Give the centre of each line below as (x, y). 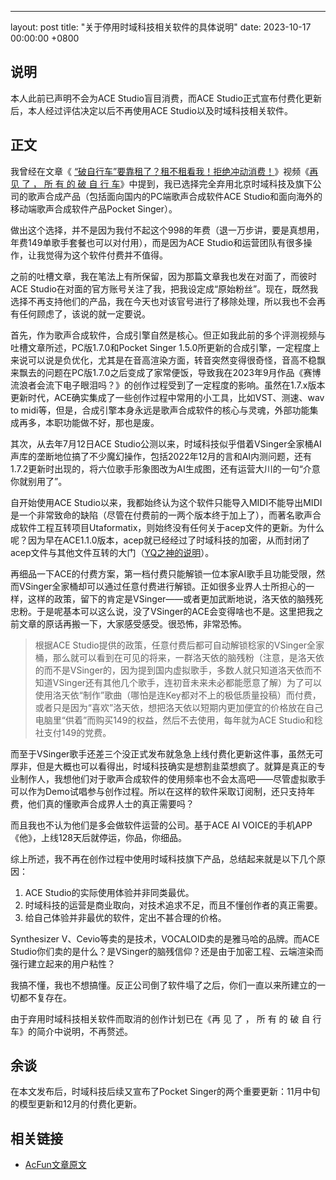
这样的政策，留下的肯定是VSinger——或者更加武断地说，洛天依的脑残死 (175, 598)
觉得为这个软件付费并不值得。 (106, 255)
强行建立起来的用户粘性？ (63, 963)
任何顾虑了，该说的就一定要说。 (84, 313)
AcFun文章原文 (55, 1165)
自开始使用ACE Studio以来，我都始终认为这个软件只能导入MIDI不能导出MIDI (166, 502)
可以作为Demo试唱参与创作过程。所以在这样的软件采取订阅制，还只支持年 (162, 791)
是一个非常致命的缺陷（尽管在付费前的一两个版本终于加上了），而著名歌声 (161, 515)
